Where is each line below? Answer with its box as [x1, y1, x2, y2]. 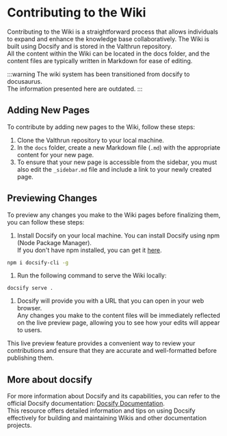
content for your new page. [16, 150, 94, 159]
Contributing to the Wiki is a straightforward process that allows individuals [7, 27, 219, 36]
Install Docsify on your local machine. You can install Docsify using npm [16, 231, 220, 240]
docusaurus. [7, 77, 42, 85]
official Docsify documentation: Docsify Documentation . [7, 400, 165, 408]
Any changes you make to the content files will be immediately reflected [16, 311, 220, 320]
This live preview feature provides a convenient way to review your [7, 339, 196, 347]
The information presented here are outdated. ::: [7, 84, 143, 93]
